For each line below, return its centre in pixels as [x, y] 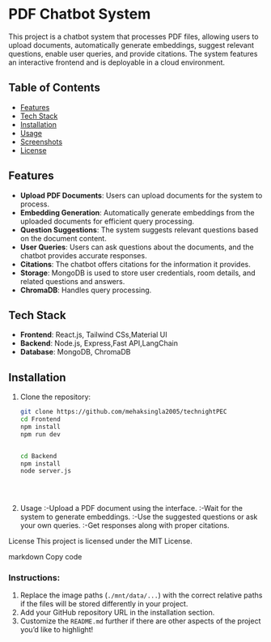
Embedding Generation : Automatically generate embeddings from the [137, 212]
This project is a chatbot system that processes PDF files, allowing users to [133, 36]
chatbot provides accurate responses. [83, 255]
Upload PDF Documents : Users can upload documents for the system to [141, 195]
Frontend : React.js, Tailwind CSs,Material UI [93, 335]
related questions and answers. [72, 281]
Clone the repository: [55, 397]
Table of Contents [55, 88]
